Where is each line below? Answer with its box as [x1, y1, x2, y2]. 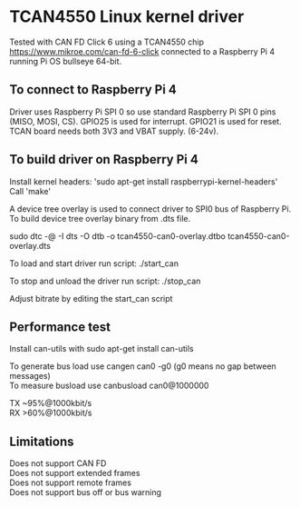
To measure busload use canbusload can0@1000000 [9, 380, 209, 392]
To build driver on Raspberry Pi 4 [9, 152, 199, 167]
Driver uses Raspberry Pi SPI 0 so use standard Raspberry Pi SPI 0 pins [9, 106, 276, 117]
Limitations [9, 433, 74, 449]
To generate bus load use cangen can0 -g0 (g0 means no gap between [9, 361, 276, 372]
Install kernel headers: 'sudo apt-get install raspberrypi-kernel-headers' [9, 175, 278, 187]
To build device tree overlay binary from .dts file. [9, 213, 191, 224]
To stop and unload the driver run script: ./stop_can [9, 275, 201, 286]
